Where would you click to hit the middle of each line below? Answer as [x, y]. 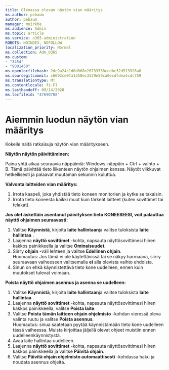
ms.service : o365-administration [40, 38]
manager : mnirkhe [24, 24]
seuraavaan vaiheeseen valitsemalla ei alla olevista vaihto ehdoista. [83, 262]
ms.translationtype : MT [30, 80]
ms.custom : [17, 57]
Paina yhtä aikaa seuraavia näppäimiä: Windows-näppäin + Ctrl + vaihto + [82, 164]
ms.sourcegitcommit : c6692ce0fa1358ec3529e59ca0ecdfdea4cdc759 [73, 76]
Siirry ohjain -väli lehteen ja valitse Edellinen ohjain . [67, 251]
